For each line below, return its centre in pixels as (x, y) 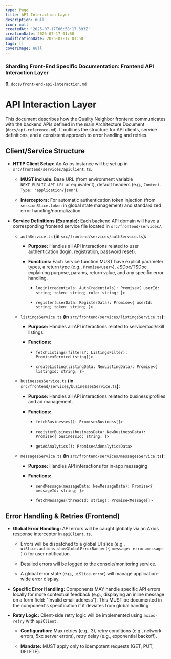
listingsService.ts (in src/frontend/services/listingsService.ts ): (93, 317)
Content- (153, 185)
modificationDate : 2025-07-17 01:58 (44, 39)
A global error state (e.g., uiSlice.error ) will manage (76, 574)
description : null (25, 20)
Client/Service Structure (45, 151)
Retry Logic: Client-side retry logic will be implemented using (78, 615)
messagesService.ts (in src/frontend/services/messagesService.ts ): (93, 456)
